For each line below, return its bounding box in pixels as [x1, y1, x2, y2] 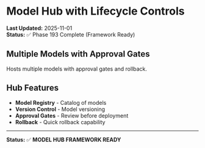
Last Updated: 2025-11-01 [6, 24, 73, 32]
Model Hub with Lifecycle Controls [6, 4, 185, 18]
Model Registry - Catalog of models [15, 99, 107, 106]
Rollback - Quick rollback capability [15, 118, 106, 125]
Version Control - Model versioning [15, 105, 106, 113]
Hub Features [6, 83, 59, 93]
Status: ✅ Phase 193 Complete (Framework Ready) [6, 30, 135, 38]
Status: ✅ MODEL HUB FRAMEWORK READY [6, 136, 121, 143]
